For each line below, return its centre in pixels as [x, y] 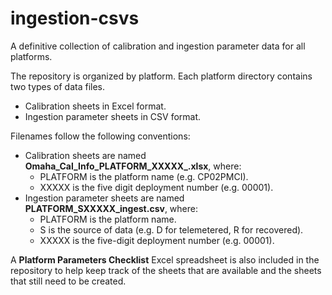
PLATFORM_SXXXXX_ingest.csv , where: [111, 208]
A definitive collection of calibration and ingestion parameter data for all [158, 46]
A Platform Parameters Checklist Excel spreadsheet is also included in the [165, 259]
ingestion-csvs [75, 18]
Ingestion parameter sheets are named [104, 198]
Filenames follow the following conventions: [100, 136]
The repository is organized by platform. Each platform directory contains [161, 76]
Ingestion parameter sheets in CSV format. [113, 116]
